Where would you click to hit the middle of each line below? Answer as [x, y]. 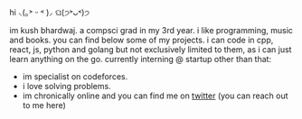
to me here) [44, 105]
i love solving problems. [66, 86]
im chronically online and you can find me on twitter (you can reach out [155, 96]
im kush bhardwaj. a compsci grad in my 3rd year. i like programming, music [151, 30]
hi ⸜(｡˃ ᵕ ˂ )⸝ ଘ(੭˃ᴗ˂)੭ [50, 12]
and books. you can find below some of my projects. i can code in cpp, [142, 40]
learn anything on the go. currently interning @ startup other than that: [141, 59]
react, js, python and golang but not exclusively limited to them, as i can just [151, 50]
